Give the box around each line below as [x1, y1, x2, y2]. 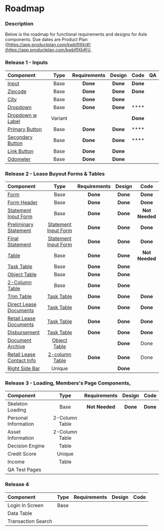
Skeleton [7, 401, 28, 408]
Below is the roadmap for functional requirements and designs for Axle [5, 31, 147, 37]
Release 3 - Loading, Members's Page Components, [5, 380, 131, 386]
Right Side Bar [7, 365, 41, 372]
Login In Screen [7, 502, 44, 509]
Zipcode [7, 88, 27, 95]
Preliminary [7, 221, 34, 228]
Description [5, 20, 34, 27]
